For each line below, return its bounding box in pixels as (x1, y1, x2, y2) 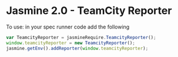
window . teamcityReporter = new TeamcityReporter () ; (6, 40, 135, 46)
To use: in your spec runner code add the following (6, 23, 130, 30)
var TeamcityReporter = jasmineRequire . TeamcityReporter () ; (6, 34, 157, 40)
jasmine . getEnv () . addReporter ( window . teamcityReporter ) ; (6, 45, 149, 51)
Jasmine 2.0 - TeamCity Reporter (6, 4, 172, 17)
